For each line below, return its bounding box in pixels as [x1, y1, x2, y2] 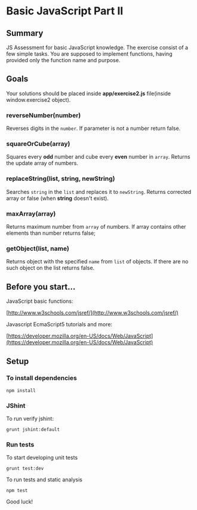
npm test [6, 488, 28, 494]
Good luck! [6, 498, 33, 505]
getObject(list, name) [6, 244, 70, 253]
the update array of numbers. [6, 160, 79, 167]
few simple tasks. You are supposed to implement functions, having [6, 50, 173, 57]
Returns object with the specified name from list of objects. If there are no [6, 258, 189, 265]
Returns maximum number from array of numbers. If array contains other [6, 223, 186, 230]
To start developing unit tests [6, 454, 78, 462]
